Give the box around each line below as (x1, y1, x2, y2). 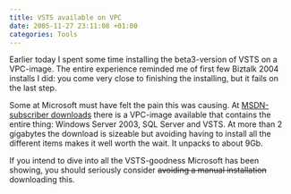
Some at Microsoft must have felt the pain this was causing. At (9, 100, 240, 111)
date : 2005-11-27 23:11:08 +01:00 (9, 21, 139, 30)
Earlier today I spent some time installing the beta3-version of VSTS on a (9, 55, 278, 65)
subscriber (9, 109, 49, 121)
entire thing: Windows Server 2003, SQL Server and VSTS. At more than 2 (9, 119, 283, 130)
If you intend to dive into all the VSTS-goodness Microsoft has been (9, 156, 260, 166)
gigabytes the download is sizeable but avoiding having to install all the (9, 129, 271, 139)
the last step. (9, 82, 57, 94)
